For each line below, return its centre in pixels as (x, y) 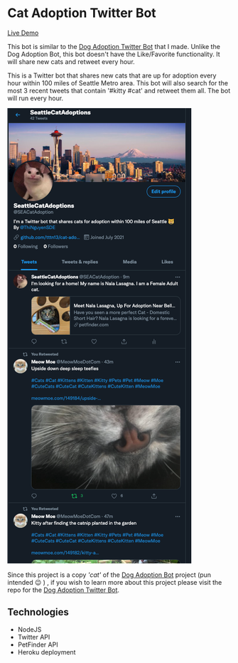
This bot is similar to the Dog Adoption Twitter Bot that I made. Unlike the (114, 46)
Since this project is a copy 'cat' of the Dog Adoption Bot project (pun (109, 575)
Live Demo (23, 33)
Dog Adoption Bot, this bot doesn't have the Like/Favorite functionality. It (114, 54)
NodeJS (29, 629)
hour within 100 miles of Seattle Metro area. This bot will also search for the (118, 83)
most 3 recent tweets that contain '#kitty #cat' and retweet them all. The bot (119, 90)
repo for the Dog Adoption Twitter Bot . (63, 590)
